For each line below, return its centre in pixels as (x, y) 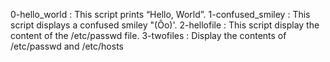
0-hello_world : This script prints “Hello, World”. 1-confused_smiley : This (160, 14)
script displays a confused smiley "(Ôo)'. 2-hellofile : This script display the (165, 25)
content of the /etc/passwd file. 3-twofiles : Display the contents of (148, 35)
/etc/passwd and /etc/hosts (67, 46)
